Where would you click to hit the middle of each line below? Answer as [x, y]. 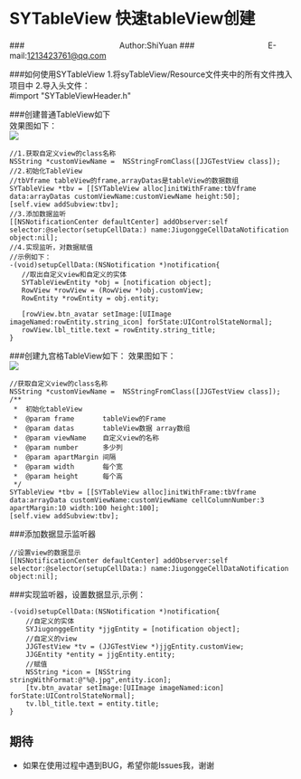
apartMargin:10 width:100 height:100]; [85, 508]
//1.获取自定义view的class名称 [63, 153]
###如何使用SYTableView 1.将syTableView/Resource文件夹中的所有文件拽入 [151, 74]
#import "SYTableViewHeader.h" [71, 95]
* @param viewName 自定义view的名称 [86, 438]
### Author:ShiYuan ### [102, 45]
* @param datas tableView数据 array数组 [102, 428]
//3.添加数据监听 [38, 214]
